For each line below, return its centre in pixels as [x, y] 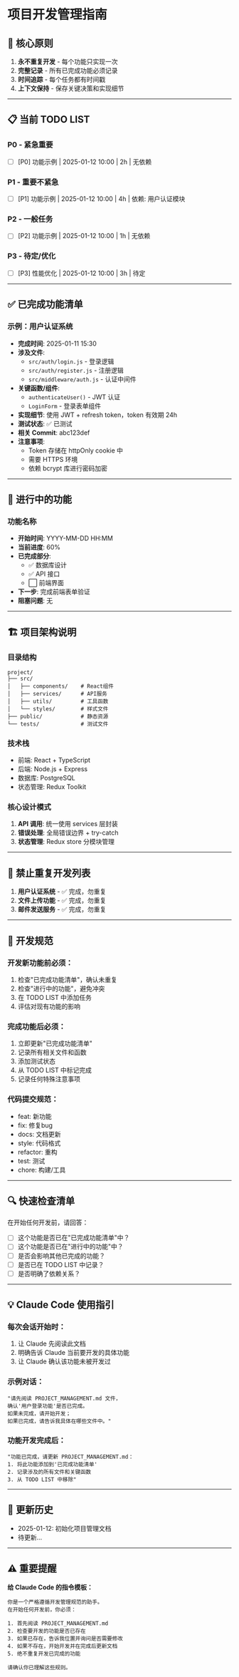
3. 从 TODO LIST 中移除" [42, 1480]
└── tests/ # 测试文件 [58, 724]
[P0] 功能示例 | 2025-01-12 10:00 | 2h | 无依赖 [85, 162]
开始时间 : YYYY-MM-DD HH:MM [65, 538]
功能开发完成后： [37, 1440]
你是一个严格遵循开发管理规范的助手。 [55, 1602]
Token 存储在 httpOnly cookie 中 [75, 450]
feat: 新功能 [34, 1116]
